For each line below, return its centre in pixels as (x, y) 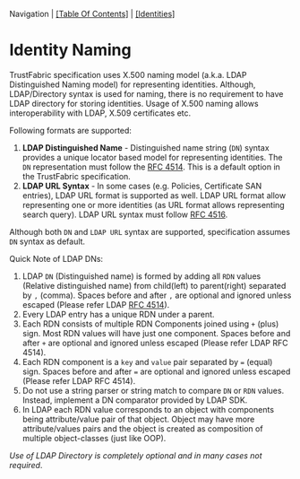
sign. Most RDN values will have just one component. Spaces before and (156, 333)
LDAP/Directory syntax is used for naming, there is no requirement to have (146, 93)
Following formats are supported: (71, 130)
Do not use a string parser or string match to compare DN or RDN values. (153, 390)
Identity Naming (70, 50)
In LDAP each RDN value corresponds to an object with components (148, 409)
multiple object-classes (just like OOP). (94, 438)
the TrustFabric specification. (77, 176)
